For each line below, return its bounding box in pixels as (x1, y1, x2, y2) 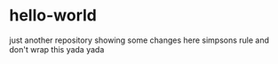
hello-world (9, 5, 98, 26)
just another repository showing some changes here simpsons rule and (9, 35, 269, 45)
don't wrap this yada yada (9, 44, 105, 54)
